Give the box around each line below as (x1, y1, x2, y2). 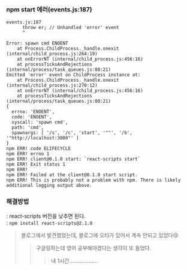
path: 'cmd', (11, 124, 44, 130)
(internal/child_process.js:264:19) (6, 51, 98, 57)
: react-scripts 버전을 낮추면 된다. (6, 212, 86, 219)
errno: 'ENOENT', (11, 109, 55, 115)
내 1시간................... (50, 257, 98, 264)
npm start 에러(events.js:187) (6, 5, 92, 13)
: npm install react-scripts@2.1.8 (6, 219, 93, 226)
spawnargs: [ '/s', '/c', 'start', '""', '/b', (11, 130, 133, 136)
